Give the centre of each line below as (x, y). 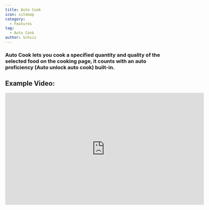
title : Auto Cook (23, 10)
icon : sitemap (20, 14)
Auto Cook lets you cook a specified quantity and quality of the (83, 55)
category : (15, 19)
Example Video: (30, 83)
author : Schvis (21, 38)
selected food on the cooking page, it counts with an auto (76, 61)
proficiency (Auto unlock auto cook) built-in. (60, 67)
